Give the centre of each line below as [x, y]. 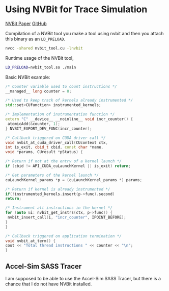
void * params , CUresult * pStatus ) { [44, 152]
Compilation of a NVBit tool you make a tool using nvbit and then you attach [84, 33]
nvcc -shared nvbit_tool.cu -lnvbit [44, 48]
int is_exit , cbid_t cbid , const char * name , [54, 147]
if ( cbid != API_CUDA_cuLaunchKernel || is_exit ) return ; [68, 166]
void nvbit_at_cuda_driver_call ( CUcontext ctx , [57, 142]
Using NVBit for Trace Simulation [76, 9]
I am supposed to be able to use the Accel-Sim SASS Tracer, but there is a [83, 278]
